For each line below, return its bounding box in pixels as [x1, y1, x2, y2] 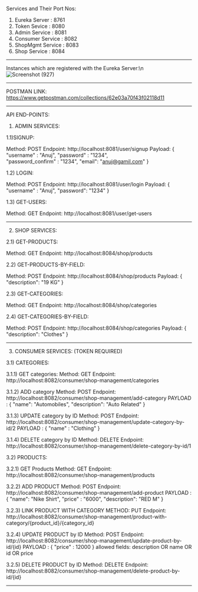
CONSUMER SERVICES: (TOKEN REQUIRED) [14, 348, 123, 354]
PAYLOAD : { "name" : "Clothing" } [16, 425, 100, 432]
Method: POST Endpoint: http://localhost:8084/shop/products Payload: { [6, 272, 183, 279]
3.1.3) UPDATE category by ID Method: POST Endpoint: [6, 412, 140, 419]
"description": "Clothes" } [6, 331, 69, 338]
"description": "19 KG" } [6, 279, 64, 285]
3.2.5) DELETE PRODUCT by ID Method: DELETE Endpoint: [6, 561, 148, 568]
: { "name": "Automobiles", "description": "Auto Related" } [6, 401, 146, 407]
